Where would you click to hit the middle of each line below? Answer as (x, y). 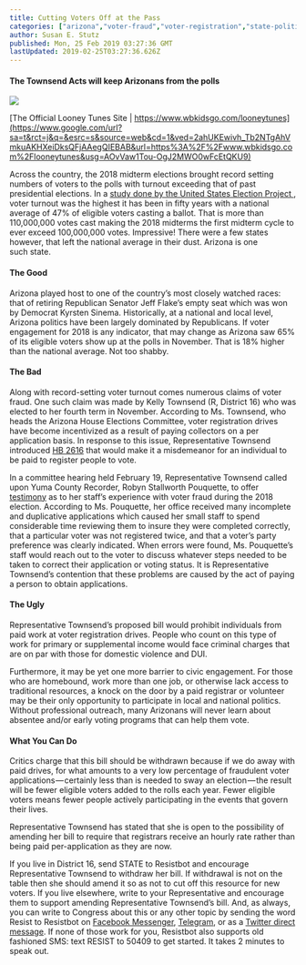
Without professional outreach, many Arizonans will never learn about (140, 710)
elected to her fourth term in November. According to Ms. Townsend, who (148, 411)
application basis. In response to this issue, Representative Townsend (140, 440)
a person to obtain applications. (69, 584)
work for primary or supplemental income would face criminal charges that (149, 644)
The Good (29, 272)
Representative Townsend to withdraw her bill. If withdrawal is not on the (146, 874)
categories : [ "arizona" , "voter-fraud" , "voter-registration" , (128, 26)
